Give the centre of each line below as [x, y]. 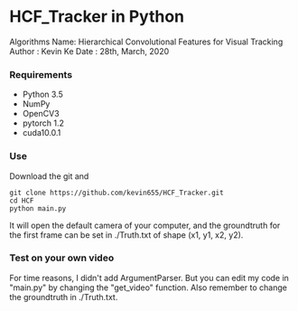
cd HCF [22, 201]
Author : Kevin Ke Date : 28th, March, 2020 [89, 51]
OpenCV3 [41, 114]
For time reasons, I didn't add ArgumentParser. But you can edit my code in [149, 278]
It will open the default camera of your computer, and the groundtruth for [145, 225]
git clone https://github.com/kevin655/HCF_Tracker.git [116, 193]
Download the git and [49, 176]
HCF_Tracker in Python [97, 17]
